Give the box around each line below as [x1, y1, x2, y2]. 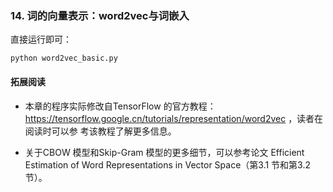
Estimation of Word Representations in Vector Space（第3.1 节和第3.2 [24, 158, 312, 171]
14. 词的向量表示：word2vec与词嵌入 [10, 8, 190, 22]
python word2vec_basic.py [10, 53, 118, 64]
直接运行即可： [10, 33, 72, 46]
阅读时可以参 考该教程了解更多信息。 [24, 125, 177, 137]
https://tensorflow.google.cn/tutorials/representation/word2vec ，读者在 [24, 112, 324, 124]
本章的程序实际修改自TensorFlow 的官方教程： [24, 100, 217, 112]
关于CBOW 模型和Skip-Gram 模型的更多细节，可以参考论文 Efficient [24, 146, 305, 158]
